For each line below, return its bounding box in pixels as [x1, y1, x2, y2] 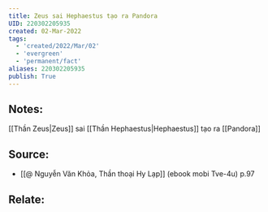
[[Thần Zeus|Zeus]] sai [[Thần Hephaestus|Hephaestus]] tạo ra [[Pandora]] [8, 123, 262, 134]
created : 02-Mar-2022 [8, 27, 82, 35]
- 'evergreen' [15, 50, 63, 58]
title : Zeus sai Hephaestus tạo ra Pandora [8, 11, 158, 20]
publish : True [8, 72, 57, 80]
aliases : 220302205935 [8, 65, 85, 73]
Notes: [8, 102, 43, 116]
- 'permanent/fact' [15, 58, 82, 66]
